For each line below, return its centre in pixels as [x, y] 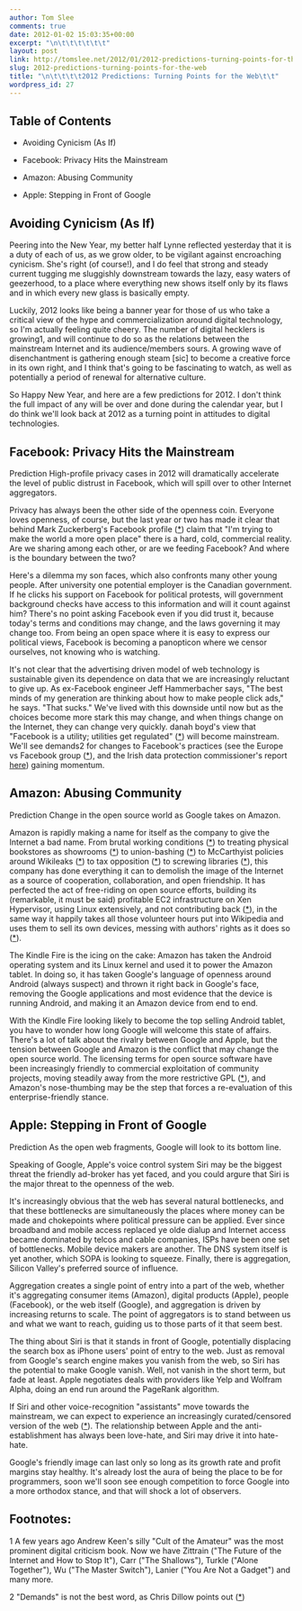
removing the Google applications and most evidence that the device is [141, 993]
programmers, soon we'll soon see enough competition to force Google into [150, 1481]
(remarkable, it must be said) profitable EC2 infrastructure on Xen [130, 899]
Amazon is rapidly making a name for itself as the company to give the [139, 832]
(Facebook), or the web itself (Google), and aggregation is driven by [135, 1304]
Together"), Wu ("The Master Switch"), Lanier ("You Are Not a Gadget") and [150, 1570]
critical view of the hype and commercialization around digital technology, [146, 320]
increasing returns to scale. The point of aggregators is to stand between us [150, 1314]
